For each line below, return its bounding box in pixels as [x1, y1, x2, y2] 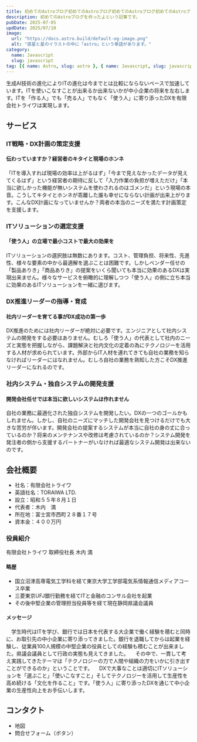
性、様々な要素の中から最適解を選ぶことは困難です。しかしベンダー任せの [6, 259, 186, 267]
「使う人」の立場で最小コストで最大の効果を [6, 238, 114, 245]
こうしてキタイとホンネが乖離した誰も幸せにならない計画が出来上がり [16, 191, 186, 198]
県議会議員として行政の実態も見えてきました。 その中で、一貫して [16, 650, 182, 657]
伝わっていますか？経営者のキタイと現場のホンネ [6, 155, 124, 162]
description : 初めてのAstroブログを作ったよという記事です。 [6, 14, 141, 20]
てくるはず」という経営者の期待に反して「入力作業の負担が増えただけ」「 [6, 176, 183, 183]
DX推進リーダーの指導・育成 [6, 297, 87, 305]
